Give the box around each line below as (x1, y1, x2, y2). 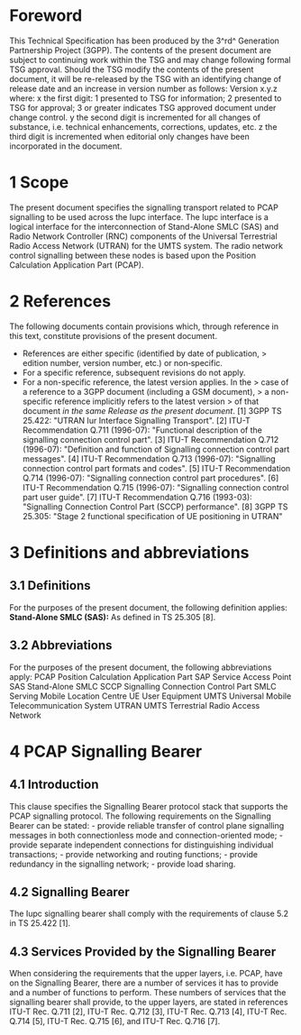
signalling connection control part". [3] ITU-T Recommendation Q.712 (22, 434, 279, 444)
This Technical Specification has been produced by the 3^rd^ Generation (9, 35, 279, 46)
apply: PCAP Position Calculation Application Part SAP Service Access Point (9, 671, 292, 682)
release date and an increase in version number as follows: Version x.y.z (9, 83, 278, 94)
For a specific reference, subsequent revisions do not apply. (22, 367, 246, 378)
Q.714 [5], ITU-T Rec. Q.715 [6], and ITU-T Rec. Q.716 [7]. (9, 1016, 221, 1027)
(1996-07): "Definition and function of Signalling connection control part (22, 444, 290, 454)
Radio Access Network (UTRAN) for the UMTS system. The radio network (9, 240, 284, 251)
